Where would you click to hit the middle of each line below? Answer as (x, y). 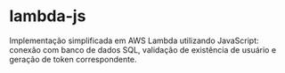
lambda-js (48, 16)
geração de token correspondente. (73, 59)
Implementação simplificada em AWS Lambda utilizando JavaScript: (134, 40)
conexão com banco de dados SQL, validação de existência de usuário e (143, 49)
